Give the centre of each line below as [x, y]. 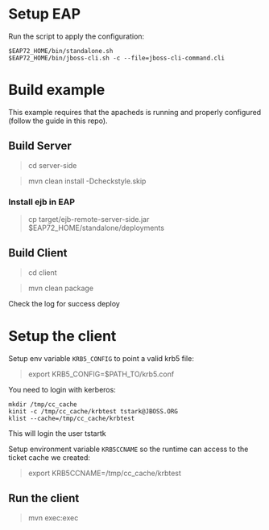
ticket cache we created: [50, 457]
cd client [43, 272]
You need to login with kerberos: [62, 389]
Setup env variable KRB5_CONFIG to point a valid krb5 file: [101, 358]
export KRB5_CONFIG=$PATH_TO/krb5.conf [101, 374]
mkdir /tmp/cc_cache [43, 404]
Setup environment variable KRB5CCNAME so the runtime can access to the [128, 449]
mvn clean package [61, 288]
